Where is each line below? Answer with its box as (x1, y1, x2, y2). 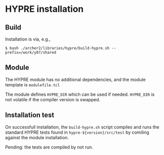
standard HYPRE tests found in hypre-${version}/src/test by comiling (5, 129, 150, 135)
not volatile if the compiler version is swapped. (5, 96, 101, 102)
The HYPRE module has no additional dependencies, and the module (5, 77, 146, 82)
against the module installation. (5, 134, 69, 140)
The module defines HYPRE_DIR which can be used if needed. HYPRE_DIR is (5, 91, 155, 97)
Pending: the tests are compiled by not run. (5, 144, 93, 150)
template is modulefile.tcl (5, 81, 60, 87)
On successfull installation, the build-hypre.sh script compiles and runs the (5, 124, 160, 130)
